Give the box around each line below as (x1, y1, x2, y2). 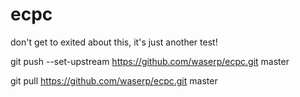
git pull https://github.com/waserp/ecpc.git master (10, 74, 218, 87)
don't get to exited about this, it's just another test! (10, 36, 218, 48)
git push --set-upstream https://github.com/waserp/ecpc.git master (10, 55, 290, 67)
